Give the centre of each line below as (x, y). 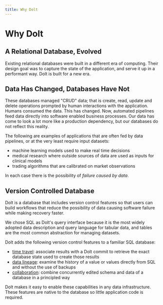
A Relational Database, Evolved (54, 52)
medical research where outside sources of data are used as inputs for (83, 156)
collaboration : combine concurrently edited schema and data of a (78, 272)
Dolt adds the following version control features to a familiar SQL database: (80, 242)
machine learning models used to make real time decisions (71, 151)
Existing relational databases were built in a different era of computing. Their (82, 63)
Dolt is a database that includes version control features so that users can (79, 203)
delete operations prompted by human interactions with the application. (77, 106)
